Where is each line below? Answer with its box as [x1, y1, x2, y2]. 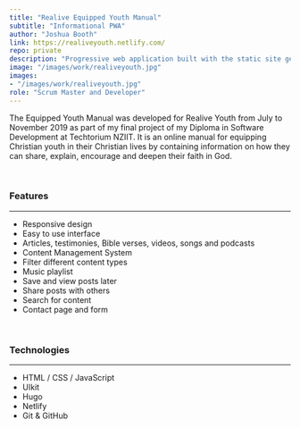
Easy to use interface [21, 228, 101, 239]
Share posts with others [21, 285, 110, 296]
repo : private [9, 46, 62, 55]
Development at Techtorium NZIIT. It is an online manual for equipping [9, 131, 267, 142]
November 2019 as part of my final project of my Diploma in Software [9, 122, 264, 132]
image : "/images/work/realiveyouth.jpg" [9, 63, 162, 72]
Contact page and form [21, 304, 109, 315]
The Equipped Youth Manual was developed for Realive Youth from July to [9, 113, 283, 123]
